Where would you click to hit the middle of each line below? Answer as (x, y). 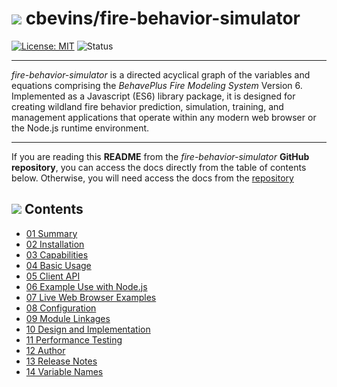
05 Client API (53, 276)
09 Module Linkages (68, 318)
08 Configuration (61, 308)
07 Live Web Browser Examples (91, 297)
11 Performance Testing (74, 339)
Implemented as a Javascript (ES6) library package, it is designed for (153, 96)
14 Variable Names (64, 371)
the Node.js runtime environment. (80, 128)
